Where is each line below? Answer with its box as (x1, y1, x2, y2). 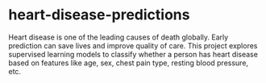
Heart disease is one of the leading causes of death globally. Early (8, 32, 229, 42)
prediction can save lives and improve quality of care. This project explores (8, 40, 258, 50)
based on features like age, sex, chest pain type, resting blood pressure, (8, 58, 248, 68)
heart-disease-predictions (8, 6, 190, 24)
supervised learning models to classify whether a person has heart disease (8, 49, 258, 59)
